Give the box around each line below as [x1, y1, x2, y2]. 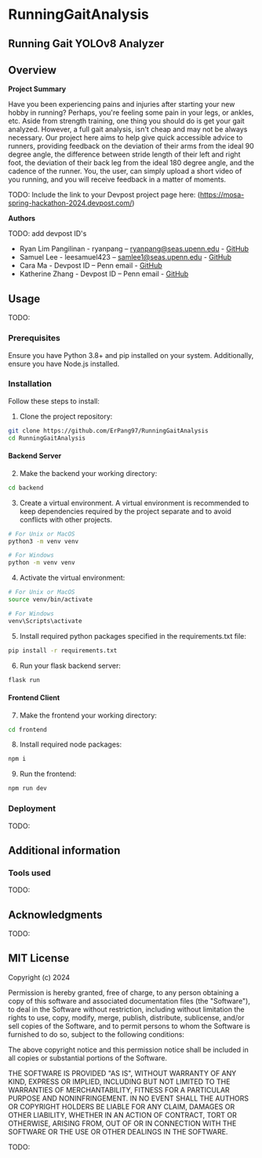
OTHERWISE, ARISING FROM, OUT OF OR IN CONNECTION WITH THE [8, 1119, 237, 1128]
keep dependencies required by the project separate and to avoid [19, 506, 231, 516]
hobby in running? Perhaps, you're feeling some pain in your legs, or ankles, [8, 108, 254, 117]
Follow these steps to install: [8, 396, 100, 406]
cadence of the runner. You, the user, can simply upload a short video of [8, 167, 242, 176]
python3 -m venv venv [8, 537, 79, 545]
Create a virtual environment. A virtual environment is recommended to [19, 498, 249, 507]
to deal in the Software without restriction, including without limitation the [8, 1005, 245, 1014]
